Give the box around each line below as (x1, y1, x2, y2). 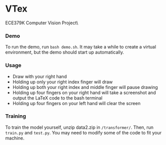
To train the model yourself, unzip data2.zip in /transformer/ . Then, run (5, 124, 154, 130)
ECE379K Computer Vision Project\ (5, 20, 78, 26)
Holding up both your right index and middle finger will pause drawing (12, 84, 158, 90)
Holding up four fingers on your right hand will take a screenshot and (12, 89, 156, 95)
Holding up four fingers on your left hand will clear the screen (12, 100, 141, 106)
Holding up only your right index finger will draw (12, 79, 113, 85)
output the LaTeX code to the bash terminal (12, 94, 102, 101)
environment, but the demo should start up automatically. (5, 49, 125, 56)
